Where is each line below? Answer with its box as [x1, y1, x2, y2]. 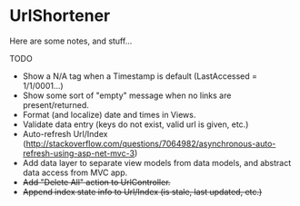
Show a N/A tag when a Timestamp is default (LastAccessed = [22, 70, 257, 82]
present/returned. [22, 99, 89, 110]
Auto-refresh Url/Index [22, 128, 108, 139]
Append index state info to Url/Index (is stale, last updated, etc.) [22, 186, 263, 197]
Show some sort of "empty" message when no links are [22, 90, 232, 101]
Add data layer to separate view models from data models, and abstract [22, 157, 292, 168]
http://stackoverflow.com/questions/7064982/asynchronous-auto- [25, 138, 276, 149]
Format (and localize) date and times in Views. [22, 109, 196, 120]
